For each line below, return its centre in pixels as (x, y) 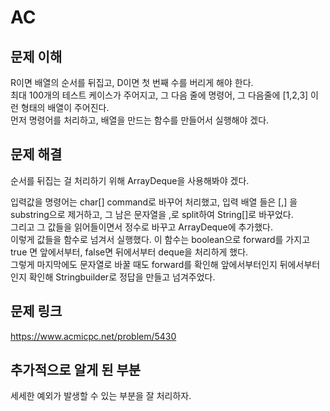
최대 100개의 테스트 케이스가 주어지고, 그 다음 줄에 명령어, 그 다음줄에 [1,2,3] (159, 95)
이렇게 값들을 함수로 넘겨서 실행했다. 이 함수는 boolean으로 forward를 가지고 (160, 239)
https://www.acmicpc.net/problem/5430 (93, 336)
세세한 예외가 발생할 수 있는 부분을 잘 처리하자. (101, 396)
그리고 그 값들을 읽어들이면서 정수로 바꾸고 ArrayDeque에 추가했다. (142, 227)
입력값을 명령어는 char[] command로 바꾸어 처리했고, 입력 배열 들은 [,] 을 (154, 202)
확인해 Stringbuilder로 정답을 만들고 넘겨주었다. (122, 277)
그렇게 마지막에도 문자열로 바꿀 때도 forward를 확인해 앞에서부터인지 (144, 264)
